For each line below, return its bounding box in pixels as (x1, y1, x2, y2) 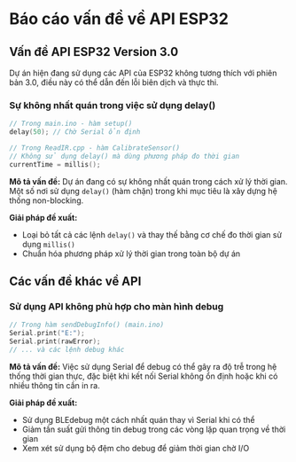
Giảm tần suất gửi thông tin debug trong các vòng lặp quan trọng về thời (21, 424, 286, 435)
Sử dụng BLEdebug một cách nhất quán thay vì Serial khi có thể (21, 414, 255, 425)
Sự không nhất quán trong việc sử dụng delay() (9, 98, 216, 111)
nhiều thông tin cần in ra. (9, 380, 100, 390)
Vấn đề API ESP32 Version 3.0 (9, 44, 179, 59)
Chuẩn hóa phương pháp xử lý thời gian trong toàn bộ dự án (21, 248, 241, 259)
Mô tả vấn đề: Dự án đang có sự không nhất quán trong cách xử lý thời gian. (9, 176, 288, 186)
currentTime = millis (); (9, 160, 101, 168)
